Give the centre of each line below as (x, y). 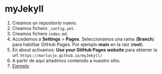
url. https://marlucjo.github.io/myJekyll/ (57, 55)
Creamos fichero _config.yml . (43, 28)
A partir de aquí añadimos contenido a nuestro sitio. (66, 60)
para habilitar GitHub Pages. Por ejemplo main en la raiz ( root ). (78, 44)
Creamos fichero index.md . (40, 33)
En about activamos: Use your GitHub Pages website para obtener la (85, 50)
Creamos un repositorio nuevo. (44, 23)
